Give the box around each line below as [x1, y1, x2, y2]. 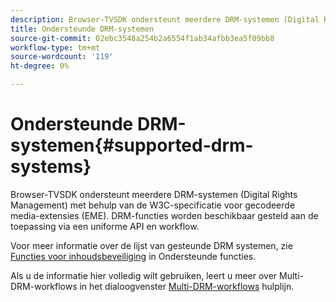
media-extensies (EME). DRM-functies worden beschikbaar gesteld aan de [10, 209, 319, 221]
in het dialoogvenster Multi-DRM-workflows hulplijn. [79, 280, 295, 292]
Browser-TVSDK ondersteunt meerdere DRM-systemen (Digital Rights [10, 188, 298, 200]
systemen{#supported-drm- [10, 134, 254, 157]
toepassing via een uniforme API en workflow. [10, 220, 200, 232]
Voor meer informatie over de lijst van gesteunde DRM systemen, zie [10, 239, 293, 251]
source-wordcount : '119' [10, 52, 114, 62]
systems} [10, 156, 92, 178]
